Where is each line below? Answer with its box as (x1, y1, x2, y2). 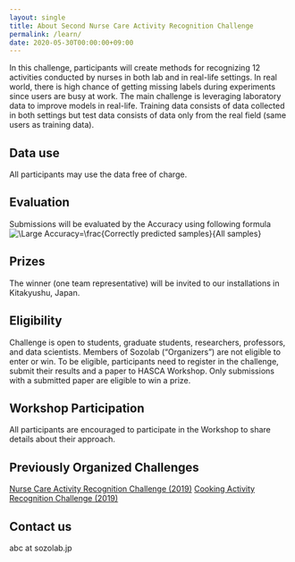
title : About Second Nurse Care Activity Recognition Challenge (9, 21, 254, 30)
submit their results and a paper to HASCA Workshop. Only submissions (9, 365, 275, 376)
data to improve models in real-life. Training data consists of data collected (9, 100, 285, 112)
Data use (9, 145, 60, 161)
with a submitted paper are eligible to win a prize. (9, 374, 191, 385)
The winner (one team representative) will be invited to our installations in (9, 278, 280, 289)
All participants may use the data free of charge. (9, 169, 188, 180)
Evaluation (9, 195, 70, 210)
